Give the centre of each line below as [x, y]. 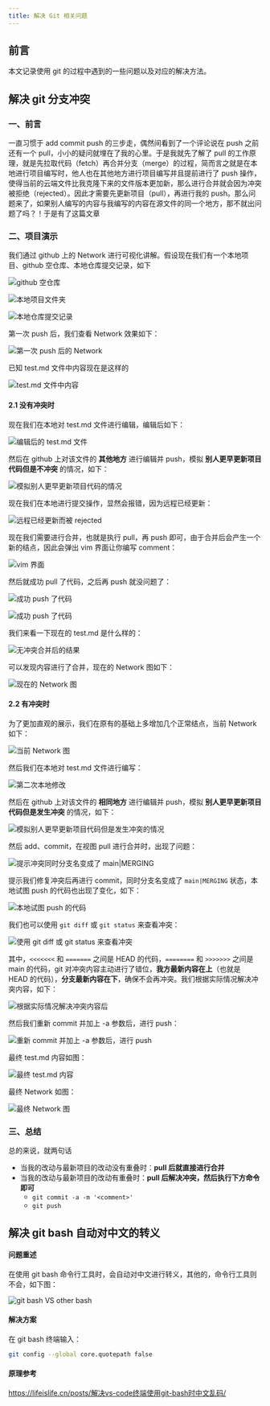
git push [47, 1206]
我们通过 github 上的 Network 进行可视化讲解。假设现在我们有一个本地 [125, 255]
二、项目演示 [33, 237]
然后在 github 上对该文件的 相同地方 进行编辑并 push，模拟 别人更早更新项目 [135, 802]
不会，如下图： [33, 1284]
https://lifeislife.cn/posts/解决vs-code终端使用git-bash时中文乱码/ [117, 1393]
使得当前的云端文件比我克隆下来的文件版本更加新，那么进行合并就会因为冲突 [135, 183]
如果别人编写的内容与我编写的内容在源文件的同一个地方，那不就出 [145, 204]
